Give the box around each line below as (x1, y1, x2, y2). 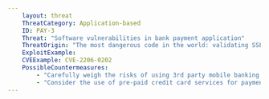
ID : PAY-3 (22, 26, 55, 34)
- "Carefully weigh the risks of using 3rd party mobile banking (36, 71, 260, 79)
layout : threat (22, 11, 73, 20)
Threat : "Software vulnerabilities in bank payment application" (22, 34, 246, 42)
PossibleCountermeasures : (22, 64, 109, 72)
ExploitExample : (22, 49, 77, 57)
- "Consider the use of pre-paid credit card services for (36, 78, 238, 86)
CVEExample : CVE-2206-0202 (22, 57, 112, 65)
